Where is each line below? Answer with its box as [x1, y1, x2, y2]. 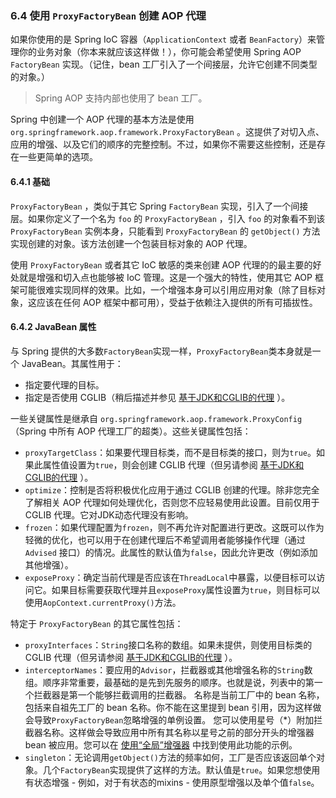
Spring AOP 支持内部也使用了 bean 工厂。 [34, 92, 208, 104]
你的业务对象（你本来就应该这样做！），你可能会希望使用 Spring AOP [18, 46, 302, 58]
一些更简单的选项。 [18, 151, 98, 163]
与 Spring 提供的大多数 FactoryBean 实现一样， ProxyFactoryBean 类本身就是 [10, 345, 313, 357]
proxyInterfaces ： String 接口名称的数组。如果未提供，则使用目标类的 [24, 638, 313, 651]
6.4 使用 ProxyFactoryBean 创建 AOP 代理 [10, 8, 207, 22]
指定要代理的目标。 [24, 378, 105, 391]
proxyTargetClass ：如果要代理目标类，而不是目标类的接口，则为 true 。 [24, 446, 317, 458]
